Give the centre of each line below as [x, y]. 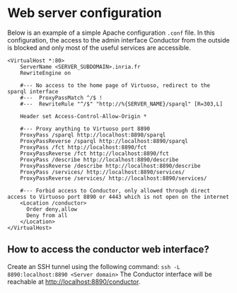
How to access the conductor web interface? [109, 249]
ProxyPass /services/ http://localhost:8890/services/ [103, 172]
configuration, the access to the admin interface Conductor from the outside [118, 40]
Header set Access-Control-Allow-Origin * [83, 116]
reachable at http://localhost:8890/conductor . [74, 282]
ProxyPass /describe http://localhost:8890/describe [99, 160]
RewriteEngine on [46, 73]
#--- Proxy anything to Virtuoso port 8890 [85, 129]
